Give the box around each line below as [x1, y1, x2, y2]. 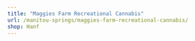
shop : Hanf [7, 23, 40, 30]
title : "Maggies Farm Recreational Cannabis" [7, 10, 144, 17]
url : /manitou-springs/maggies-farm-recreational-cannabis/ [7, 17, 189, 24]
